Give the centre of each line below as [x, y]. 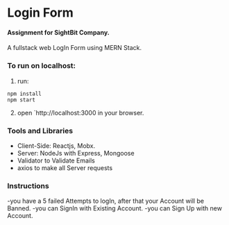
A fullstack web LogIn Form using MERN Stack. [75, 48]
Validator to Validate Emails [56, 160]
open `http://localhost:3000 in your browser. [80, 112]
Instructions [28, 185]
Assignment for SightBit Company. [58, 32]
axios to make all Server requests [65, 167]
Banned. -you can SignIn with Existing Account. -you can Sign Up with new [114, 208]
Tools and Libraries [40, 131]
